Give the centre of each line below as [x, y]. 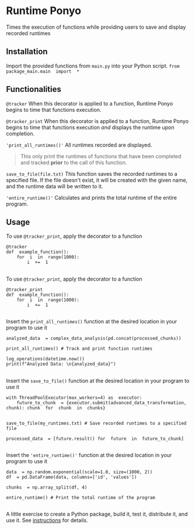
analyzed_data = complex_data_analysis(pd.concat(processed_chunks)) [94, 339]
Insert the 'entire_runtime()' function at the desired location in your [89, 455]
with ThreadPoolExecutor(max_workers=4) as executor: [74, 397]
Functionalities [34, 89]
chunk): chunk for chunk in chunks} [56, 408]
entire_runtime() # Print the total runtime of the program [81, 497]
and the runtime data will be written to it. [55, 186]
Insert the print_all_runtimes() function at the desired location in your [92, 322]
